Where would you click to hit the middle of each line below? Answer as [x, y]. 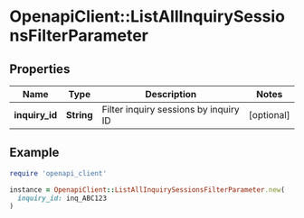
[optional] [269, 115]
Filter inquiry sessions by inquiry [171, 109]
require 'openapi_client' [58, 173]
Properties [40, 69]
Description [171, 94]
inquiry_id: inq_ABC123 [62, 198]
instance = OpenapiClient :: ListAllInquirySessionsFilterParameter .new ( [147, 190]
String [80, 115]
